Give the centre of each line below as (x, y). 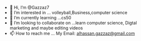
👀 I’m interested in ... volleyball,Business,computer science (68, 13)
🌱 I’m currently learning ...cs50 (40, 18)
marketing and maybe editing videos (46, 28)
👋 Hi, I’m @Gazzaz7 (29, 7)
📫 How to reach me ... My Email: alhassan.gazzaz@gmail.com (72, 33)
